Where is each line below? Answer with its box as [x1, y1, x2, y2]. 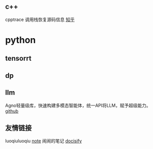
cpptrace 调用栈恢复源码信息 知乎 [5, 16, 75, 23]
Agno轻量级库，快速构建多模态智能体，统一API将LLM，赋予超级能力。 [5, 102, 151, 108]
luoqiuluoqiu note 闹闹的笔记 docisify [5, 138, 82, 144]
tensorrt [5, 54, 32, 63]
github [5, 108, 19, 114]
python [5, 35, 36, 46]
